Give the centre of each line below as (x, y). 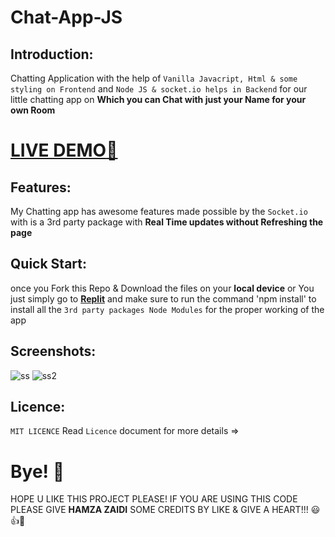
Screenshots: (53, 351)
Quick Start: (48, 264)
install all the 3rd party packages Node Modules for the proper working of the (167, 309)
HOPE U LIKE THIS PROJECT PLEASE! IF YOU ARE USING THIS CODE (154, 499)
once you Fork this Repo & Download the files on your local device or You (162, 288)
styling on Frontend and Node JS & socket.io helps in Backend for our (159, 89)
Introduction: (52, 54)
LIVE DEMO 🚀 (64, 150)
